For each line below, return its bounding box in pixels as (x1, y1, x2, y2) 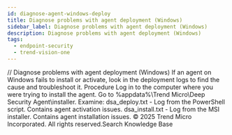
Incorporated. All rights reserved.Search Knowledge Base (7, 120, 173, 128)
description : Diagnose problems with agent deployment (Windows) (7, 29, 201, 37)
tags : (7, 36, 23, 43)
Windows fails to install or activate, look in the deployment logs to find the (7, 75, 220, 84)
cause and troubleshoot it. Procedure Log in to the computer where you (7, 83, 214, 91)
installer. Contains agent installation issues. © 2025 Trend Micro (7, 112, 192, 120)
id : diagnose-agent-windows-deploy (7, 10, 111, 17)
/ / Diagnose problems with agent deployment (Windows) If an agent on (7, 67, 212, 77)
